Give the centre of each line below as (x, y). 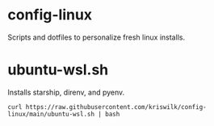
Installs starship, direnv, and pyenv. (66, 92)
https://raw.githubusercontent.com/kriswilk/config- (116, 107)
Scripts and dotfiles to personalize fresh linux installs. (97, 37)
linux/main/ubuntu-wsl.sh (51, 114)
